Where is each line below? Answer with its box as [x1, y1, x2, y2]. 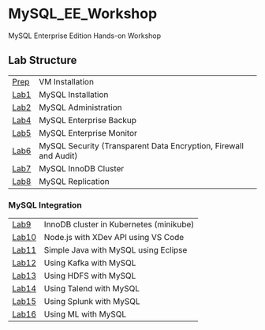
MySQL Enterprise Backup [39, 114, 136, 126]
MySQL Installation [39, 88, 109, 99]
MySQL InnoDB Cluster [39, 163, 125, 174]
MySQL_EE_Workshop [8, 5, 158, 23]
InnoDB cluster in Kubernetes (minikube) [43, 219, 195, 230]
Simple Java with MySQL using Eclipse [43, 245, 188, 256]
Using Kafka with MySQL [43, 257, 136, 268]
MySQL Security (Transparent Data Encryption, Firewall [39, 140, 244, 151]
